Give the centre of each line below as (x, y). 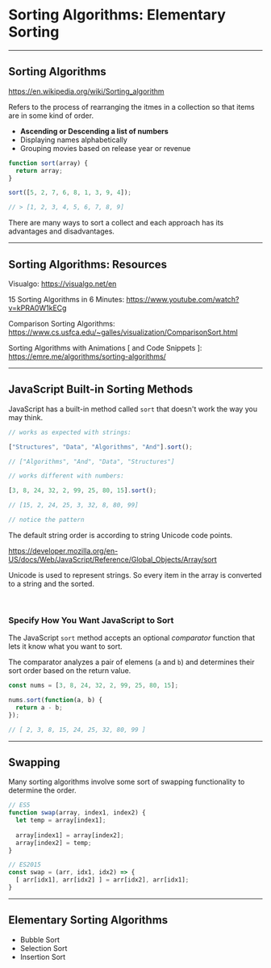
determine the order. (42, 790)
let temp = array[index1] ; (61, 821)
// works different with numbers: (67, 476)
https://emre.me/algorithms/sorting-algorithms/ (88, 356)
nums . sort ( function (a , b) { (56, 701)
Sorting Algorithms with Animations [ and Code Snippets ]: (105, 347)
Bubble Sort (40, 940)
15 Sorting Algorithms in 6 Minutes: (67, 299)
